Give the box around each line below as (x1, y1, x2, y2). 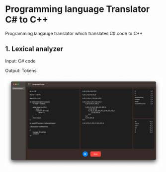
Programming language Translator (5, 3, 150, 15)
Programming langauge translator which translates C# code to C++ (5, 30, 143, 36)
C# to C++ (5, 14, 49, 25)
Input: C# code (5, 58, 36, 64)
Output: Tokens (5, 67, 37, 73)
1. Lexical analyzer (5, 45, 64, 53)
